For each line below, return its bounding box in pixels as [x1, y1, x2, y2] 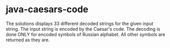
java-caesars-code [6, 4, 89, 15]
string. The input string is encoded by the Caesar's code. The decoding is [6, 26, 160, 32]
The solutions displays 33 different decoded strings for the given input [6, 20, 154, 27]
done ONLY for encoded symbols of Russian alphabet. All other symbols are [6, 31, 165, 37]
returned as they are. [6, 37, 50, 43]
